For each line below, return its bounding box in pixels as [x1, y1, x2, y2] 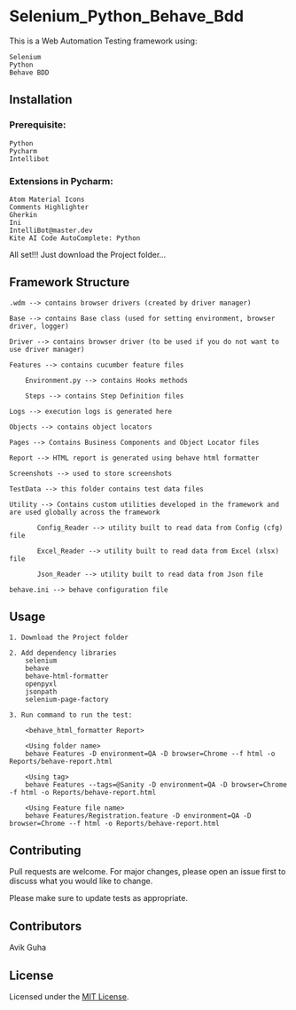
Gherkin [9, 210, 38, 219]
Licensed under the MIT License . [9, 991, 129, 1002]
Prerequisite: [9, 119, 66, 131]
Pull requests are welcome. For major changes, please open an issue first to [9, 866, 286, 877]
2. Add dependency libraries [9, 649, 117, 657]
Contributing [9, 843, 82, 858]
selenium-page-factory [25, 695, 109, 703]
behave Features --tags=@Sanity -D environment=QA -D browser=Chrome [25, 780, 288, 789]
